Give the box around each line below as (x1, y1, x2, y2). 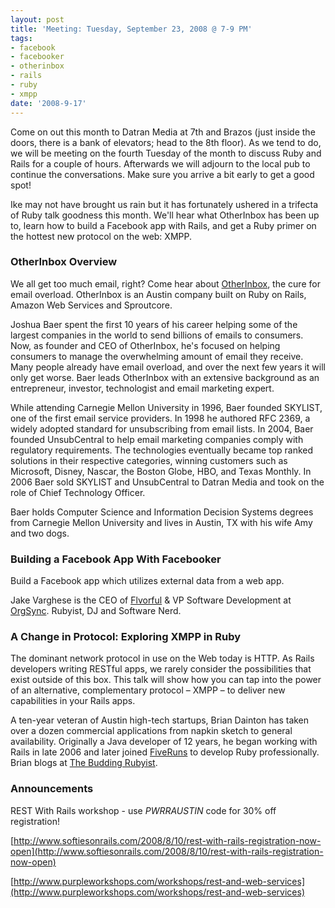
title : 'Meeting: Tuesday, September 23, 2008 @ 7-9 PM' (10, 24, 253, 34)
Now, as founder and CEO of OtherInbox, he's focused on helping (10, 339, 281, 351)
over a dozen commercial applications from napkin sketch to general (10, 725, 293, 737)
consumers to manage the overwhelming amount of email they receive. (10, 350, 304, 362)
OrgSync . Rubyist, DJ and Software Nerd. (10, 605, 182, 617)
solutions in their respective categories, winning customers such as (10, 454, 288, 466)
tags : (10, 33, 33, 43)
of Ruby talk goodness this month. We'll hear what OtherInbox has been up (10, 209, 320, 221)
